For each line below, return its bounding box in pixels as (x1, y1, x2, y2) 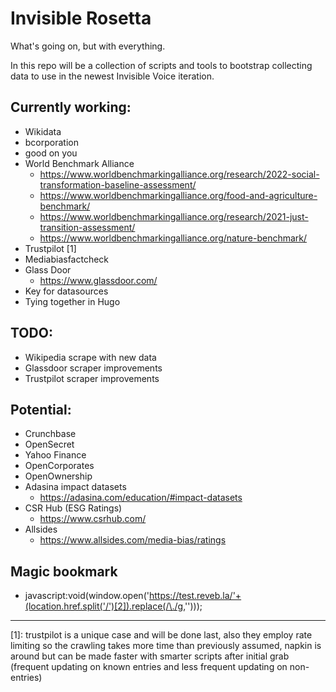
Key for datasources (24, 285, 109, 297)
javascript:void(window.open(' (24, 590, 150, 602)
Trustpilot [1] (24, 242, 77, 254)
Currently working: (10, 99, 132, 116)
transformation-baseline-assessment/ (39, 178, 197, 191)
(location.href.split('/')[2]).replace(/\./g (24, 600, 184, 612)
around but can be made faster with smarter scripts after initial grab (10, 650, 290, 662)
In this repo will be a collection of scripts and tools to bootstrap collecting (10, 59, 313, 71)
